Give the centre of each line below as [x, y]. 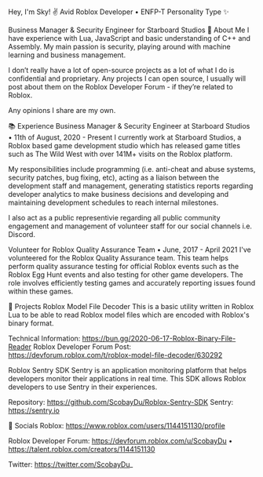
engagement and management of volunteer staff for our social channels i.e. [130, 226]
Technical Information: [44, 338]
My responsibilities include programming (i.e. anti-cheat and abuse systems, [132, 169]
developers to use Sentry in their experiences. [83, 387]
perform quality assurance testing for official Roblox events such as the [124, 266]
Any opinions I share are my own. [62, 110]
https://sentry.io [34, 410]
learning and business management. [67, 55]
